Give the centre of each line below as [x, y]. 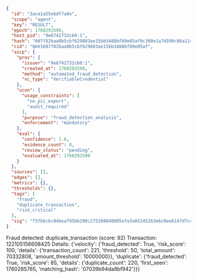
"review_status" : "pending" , [57, 150]
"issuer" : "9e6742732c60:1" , [57, 63]
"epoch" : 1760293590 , [38, 30]
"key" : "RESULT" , [33, 25]
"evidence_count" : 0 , [48, 145]
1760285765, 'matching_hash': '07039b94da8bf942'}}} [73, 269]
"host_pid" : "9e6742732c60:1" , [50, 36]
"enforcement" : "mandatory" [56, 123]
